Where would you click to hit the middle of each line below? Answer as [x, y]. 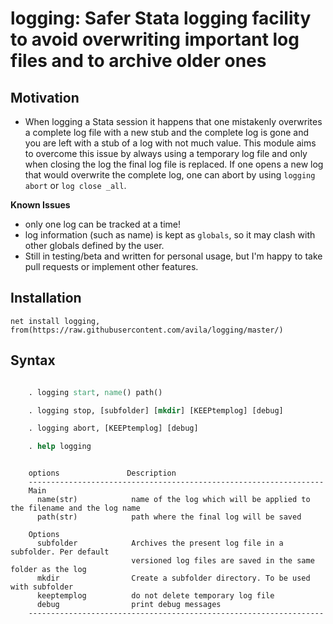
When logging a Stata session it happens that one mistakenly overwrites [173, 121]
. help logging [60, 447]
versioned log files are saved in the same [223, 561]
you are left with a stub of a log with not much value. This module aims [170, 143]
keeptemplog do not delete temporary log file [155, 596]
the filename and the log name [75, 508]
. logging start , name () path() [95, 392]
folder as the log [48, 570]
